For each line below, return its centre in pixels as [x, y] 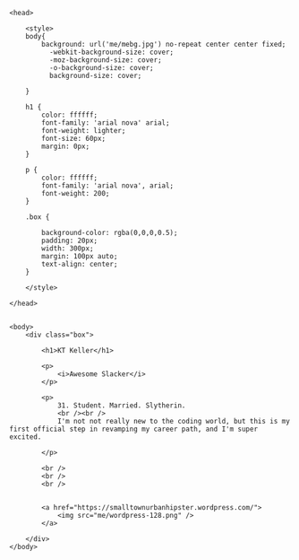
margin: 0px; [66, 146]
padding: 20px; [70, 241]
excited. [26, 437]
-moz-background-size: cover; [106, 60]
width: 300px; [68, 249]
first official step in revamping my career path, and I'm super [133, 429]
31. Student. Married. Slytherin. [121, 406]
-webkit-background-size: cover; [111, 52]
